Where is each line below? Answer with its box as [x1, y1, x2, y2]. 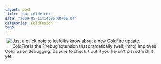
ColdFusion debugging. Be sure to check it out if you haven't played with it [5, 49, 153, 54]
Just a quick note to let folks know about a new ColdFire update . [12, 38, 141, 44]
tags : [5, 25, 16, 30]
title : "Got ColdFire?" [5, 12, 53, 16]
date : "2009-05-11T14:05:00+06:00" [5, 16, 77, 21]
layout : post [5, 7, 31, 12]
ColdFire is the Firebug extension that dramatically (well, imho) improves [12, 43, 156, 49]
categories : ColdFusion [5, 20, 53, 26]
